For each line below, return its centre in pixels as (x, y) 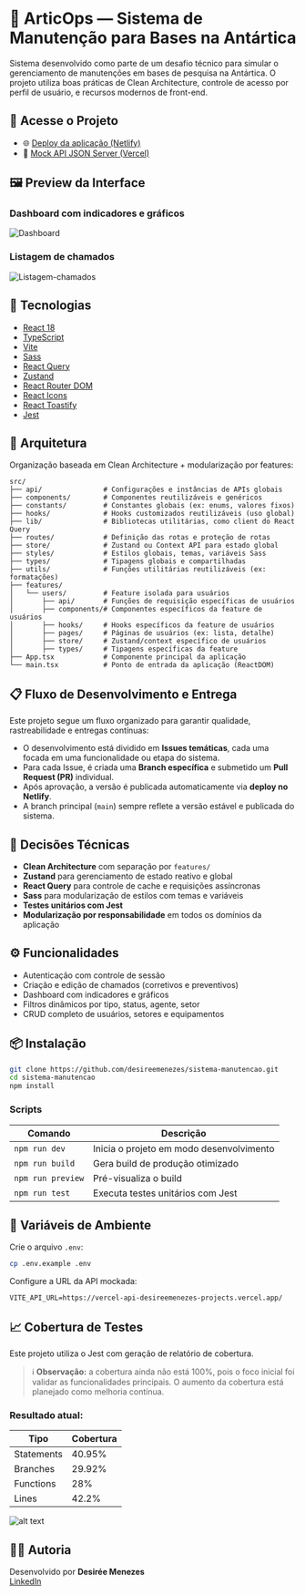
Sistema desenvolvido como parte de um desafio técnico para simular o (144, 63)
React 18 (39, 327)
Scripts (26, 1109)
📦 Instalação (48, 1044)
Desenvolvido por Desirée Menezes (77, 1572)
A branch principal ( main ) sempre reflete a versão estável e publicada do (158, 807)
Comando (49, 1133)
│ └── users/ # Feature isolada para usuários (120, 593)
